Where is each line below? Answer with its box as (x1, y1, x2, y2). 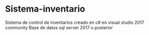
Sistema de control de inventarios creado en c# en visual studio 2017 (5, 19, 145, 25)
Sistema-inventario (5, 3, 86, 15)
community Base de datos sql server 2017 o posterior (5, 24, 113, 30)
